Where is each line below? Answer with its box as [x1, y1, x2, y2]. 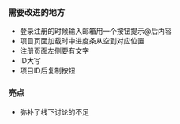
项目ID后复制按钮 [19, 66, 76, 76]
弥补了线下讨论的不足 [19, 107, 89, 116]
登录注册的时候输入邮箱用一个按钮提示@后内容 [19, 26, 172, 36]
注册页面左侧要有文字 [19, 46, 89, 56]
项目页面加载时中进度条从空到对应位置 [19, 36, 144, 46]
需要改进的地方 [8, 6, 66, 17]
